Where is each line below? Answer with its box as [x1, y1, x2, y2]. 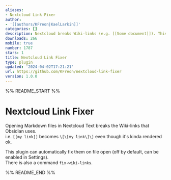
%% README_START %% [5, 88, 60, 94]
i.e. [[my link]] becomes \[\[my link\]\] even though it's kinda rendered [5, 133, 162, 139]
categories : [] [5, 27, 38, 32]
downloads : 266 [5, 36, 38, 41]
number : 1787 [5, 45, 33, 50]
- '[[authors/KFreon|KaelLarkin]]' [5, 21, 81, 27]
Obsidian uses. [5, 128, 37, 134]
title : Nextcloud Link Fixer [5, 55, 67, 60]
